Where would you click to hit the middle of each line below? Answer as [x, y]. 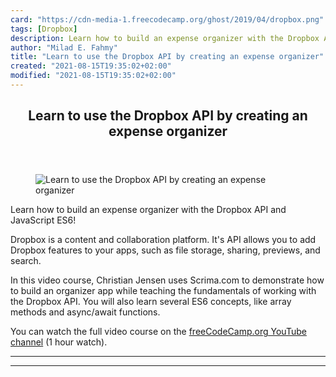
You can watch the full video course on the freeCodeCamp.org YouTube [158, 332]
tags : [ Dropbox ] [44, 29]
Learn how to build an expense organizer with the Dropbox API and [148, 210]
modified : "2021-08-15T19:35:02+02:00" [93, 76]
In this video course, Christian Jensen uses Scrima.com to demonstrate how [167, 280]
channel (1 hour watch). [59, 342]
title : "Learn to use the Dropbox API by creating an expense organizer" [167, 57]
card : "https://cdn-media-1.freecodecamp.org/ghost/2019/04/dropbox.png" [167, 19]
